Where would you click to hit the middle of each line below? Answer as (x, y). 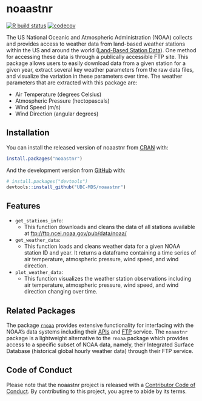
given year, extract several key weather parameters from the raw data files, (100, 69)
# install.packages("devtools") (47, 181)
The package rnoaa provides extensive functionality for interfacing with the (100, 325)
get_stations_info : (39, 221)
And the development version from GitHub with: (66, 170)
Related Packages (41, 311)
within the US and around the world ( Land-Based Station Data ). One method (101, 50)
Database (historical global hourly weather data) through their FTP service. (100, 351)
